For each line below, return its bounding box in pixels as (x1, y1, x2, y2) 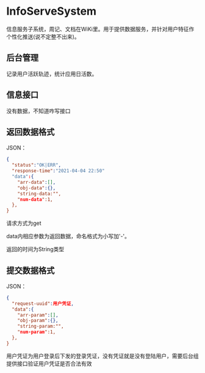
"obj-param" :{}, (17, 317, 59, 324)
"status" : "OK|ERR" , (12, 162, 62, 168)
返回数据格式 (6, 127, 55, 137)
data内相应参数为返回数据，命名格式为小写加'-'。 (6, 233, 130, 240)
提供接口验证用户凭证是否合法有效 (6, 360, 92, 367)
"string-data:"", (17, 190, 62, 197)
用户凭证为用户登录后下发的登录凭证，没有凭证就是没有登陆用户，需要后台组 (6, 352, 199, 360)
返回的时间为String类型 (6, 246, 65, 253)
